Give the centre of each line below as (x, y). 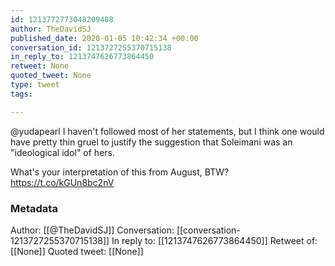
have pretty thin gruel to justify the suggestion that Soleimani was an (151, 142)
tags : (21, 94)
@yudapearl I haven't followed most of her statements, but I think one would (167, 131)
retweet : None (40, 66)
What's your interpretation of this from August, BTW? (120, 172)
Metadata (34, 208)
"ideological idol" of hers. (62, 152)
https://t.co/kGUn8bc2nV (62, 182)
